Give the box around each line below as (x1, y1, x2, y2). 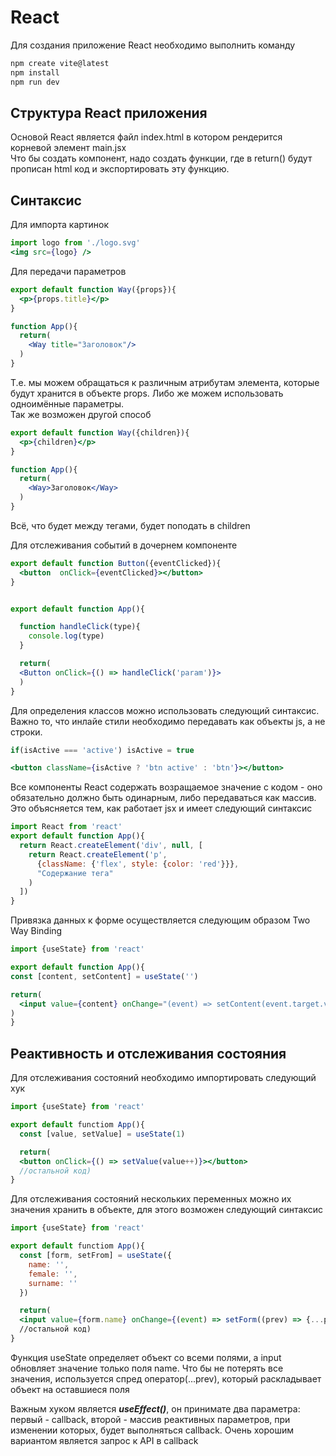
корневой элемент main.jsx (10, 142, 127, 154)
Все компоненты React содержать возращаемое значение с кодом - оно (10, 781, 323, 793)
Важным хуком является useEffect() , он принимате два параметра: (10, 1402, 301, 1415)
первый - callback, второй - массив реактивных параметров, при (10, 1413, 291, 1425)
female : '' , (28, 1269, 78, 1279)
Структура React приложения (10, 104, 208, 121)
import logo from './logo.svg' (10, 238, 141, 248)
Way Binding (10, 925, 63, 937)
